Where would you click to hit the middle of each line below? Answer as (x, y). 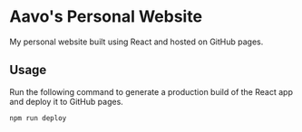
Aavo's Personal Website (106, 17)
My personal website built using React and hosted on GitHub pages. (136, 42)
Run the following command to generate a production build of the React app (151, 91)
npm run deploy (38, 118)
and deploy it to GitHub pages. (67, 101)
